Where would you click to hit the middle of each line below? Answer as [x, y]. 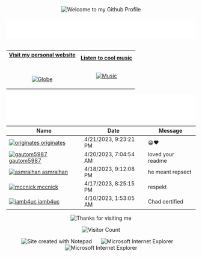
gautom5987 [25, 160]
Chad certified [166, 201]
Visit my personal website [42, 55]
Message [170, 131]
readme [158, 160]
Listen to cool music [107, 58]
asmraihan [55, 172]
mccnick [47, 187]
